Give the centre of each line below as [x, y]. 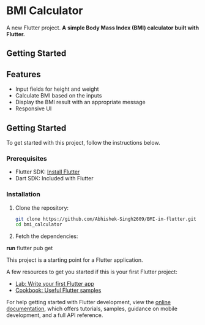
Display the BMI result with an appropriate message [80, 102]
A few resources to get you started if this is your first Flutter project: [92, 272]
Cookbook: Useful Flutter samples [58, 290]
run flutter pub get [30, 248]
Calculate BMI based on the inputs [58, 96]
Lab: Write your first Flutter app [55, 284]
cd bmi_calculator [39, 224]
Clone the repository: [42, 208]
